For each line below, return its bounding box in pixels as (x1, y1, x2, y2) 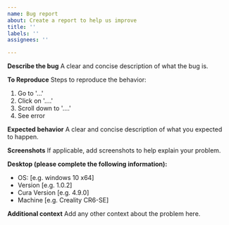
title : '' (7, 23, 37, 30)
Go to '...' (17, 89, 44, 98)
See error (17, 112, 46, 120)
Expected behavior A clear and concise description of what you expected (7, 125, 223, 134)
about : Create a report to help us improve (7, 17, 137, 24)
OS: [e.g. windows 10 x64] (17, 174, 94, 182)
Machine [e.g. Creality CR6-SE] (17, 196, 109, 205)
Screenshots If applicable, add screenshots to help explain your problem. (7, 146, 221, 155)
